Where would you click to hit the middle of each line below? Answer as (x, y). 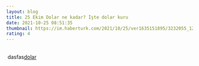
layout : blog (22, 12)
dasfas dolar (22, 57)
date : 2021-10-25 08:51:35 (39, 23)
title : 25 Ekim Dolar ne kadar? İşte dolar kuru (67, 17)
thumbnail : (20, 28)
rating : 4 (18, 34)
